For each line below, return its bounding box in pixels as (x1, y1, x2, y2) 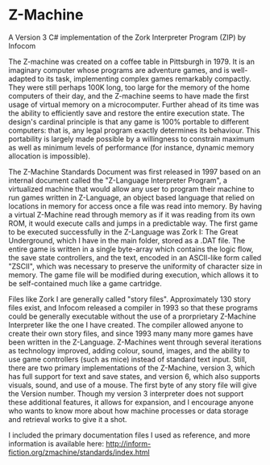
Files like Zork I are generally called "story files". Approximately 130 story (8, 294, 251, 304)
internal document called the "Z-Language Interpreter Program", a (8, 175, 228, 185)
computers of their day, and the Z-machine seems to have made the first (8, 91, 250, 100)
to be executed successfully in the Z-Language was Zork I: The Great (8, 226, 239, 236)
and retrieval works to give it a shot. (8, 414, 127, 424)
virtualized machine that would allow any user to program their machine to (8, 184, 255, 193)
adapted (8, 74, 36, 83)
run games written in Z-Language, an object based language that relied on (8, 192, 255, 202)
